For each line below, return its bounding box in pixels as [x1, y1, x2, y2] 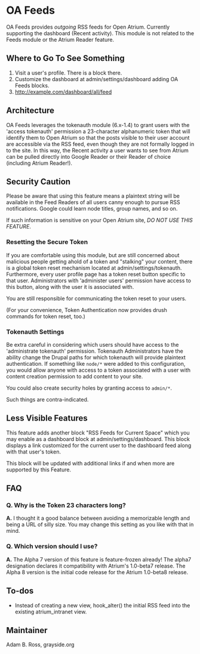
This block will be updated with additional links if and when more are [6, 459, 175, 467]
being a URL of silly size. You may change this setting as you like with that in [6, 521, 194, 528]
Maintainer [6, 625, 48, 636]
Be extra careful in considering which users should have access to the [6, 341, 179, 348]
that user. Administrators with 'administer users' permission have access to [6, 277, 191, 284]
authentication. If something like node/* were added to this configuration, [6, 360, 186, 367]
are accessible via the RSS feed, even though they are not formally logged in [6, 140, 195, 147]
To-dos [6, 586, 34, 596]
